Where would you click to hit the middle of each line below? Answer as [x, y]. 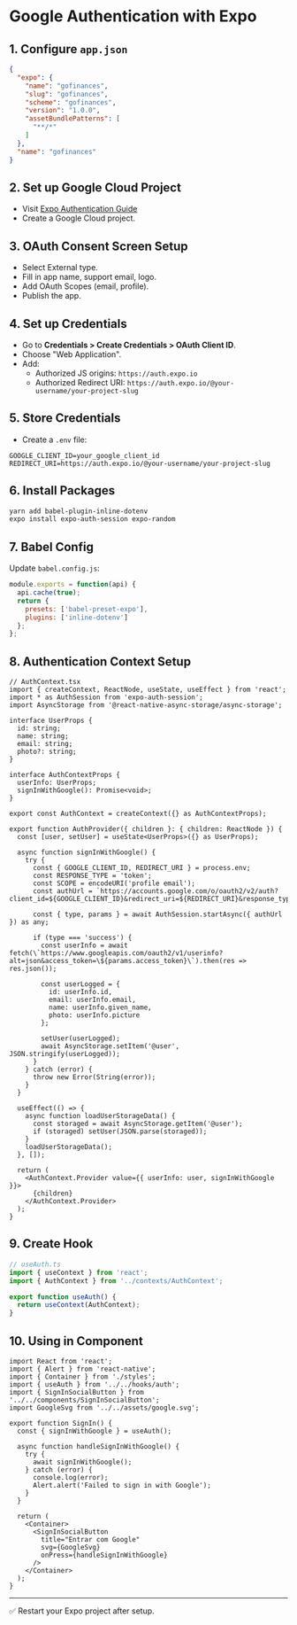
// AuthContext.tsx [45, 682]
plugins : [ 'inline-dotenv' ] [76, 618]
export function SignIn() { [61, 1423]
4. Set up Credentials [68, 324]
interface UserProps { [51, 721]
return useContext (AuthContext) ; [79, 1305]
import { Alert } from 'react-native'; [83, 1369]
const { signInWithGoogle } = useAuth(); [95, 1431]
